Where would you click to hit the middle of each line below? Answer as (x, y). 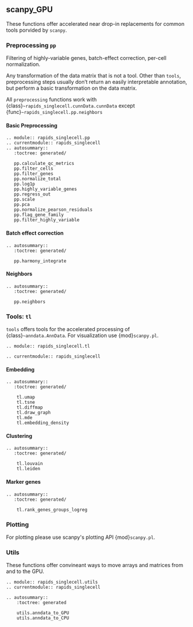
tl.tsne (26, 402)
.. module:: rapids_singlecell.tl (48, 346)
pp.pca (22, 205)
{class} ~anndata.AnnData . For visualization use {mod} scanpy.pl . (82, 336)
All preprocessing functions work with (51, 100)
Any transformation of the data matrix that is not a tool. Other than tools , (94, 76)
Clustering (19, 436)
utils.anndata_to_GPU (43, 613)
